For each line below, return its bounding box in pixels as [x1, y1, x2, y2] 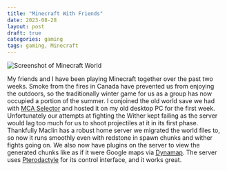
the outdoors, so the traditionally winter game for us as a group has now [7, 89, 213, 98]
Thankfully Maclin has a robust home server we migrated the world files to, [7, 126, 221, 134]
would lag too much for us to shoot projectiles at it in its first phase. [7, 119, 199, 127]
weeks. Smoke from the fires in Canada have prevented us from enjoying [7, 82, 215, 90]
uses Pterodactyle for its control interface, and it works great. [7, 156, 182, 163]
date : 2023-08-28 [7, 17, 57, 24]
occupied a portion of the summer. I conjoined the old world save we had [7, 97, 215, 105]
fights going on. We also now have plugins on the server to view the [7, 141, 200, 149]
